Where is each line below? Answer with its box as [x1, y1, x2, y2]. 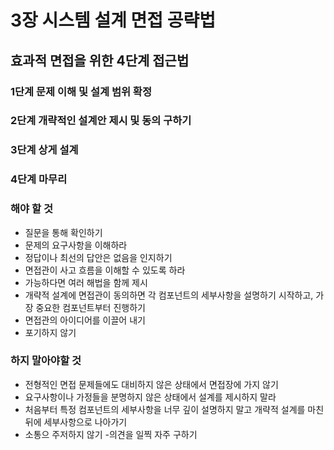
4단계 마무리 [10, 172, 68, 186]
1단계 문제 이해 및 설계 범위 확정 [10, 84, 152, 98]
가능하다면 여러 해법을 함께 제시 [24, 276, 148, 288]
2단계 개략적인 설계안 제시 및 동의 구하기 [10, 114, 192, 128]
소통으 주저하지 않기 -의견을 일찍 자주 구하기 [24, 428, 198, 440]
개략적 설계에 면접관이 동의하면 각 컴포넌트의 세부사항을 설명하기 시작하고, [24, 289, 314, 301]
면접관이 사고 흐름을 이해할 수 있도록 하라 [24, 264, 186, 276]
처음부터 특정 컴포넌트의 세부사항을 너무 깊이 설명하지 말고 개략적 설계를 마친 [24, 403, 325, 415]
